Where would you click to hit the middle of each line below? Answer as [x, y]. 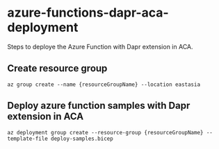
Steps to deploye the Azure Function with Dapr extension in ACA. [100, 46]
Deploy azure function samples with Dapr [99, 106]
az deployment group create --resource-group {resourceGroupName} [105, 132]
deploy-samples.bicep [82, 139]
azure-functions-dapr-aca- [88, 13]
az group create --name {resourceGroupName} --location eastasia [104, 85]
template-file [28, 139]
